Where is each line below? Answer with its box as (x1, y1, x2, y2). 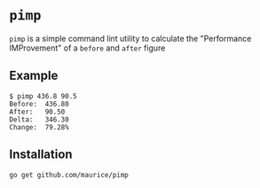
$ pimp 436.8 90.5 (9, 91, 77, 100)
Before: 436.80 (9, 99, 69, 108)
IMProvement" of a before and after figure (9, 43, 166, 53)
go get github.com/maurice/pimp (9, 170, 129, 179)
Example (9, 68, 59, 83)
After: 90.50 (9, 107, 66, 116)
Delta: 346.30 (9, 114, 69, 124)
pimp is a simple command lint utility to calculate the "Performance (9, 33, 252, 43)
